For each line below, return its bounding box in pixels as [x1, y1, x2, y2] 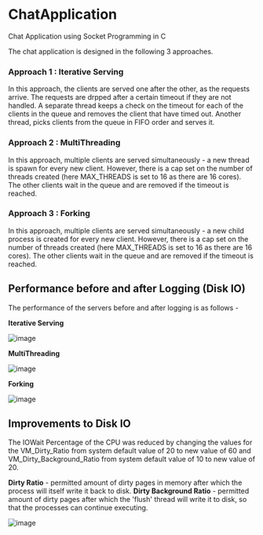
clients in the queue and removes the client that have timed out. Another [8, 109, 242, 119]
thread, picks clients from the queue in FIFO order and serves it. [8, 118, 215, 127]
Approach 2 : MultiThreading [8, 137, 121, 148]
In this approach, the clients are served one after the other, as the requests [8, 84, 250, 93]
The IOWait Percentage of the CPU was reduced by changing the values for [8, 438, 253, 447]
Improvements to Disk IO [8, 417, 131, 431]
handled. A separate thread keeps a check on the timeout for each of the [8, 101, 243, 111]
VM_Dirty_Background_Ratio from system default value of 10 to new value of [8, 454, 256, 464]
